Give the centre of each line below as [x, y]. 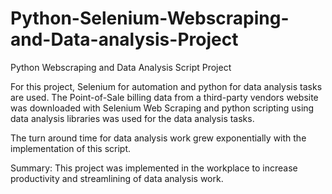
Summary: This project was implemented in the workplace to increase [154, 168]
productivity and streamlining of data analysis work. [117, 178]
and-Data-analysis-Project [124, 39]
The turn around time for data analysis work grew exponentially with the [158, 138]
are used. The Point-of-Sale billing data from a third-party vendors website [164, 97]
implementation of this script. [71, 148]
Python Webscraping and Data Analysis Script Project [121, 67]
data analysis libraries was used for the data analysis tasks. [132, 118]
